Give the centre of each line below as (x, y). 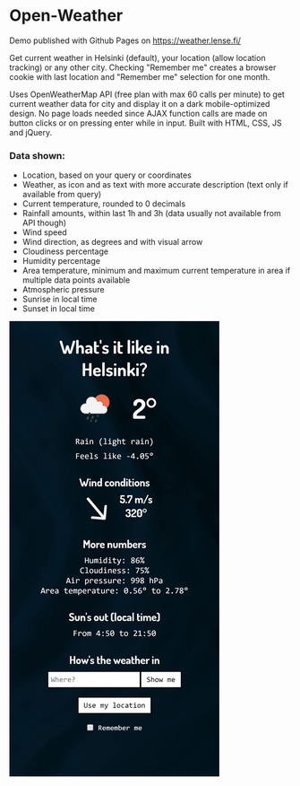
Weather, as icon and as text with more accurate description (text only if (155, 185)
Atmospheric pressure (63, 290)
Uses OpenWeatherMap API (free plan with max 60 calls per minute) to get (147, 94)
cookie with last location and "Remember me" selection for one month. (140, 76)
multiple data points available (76, 280)
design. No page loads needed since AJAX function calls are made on (138, 113)
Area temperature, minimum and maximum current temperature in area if (156, 271)
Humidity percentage (61, 261)
